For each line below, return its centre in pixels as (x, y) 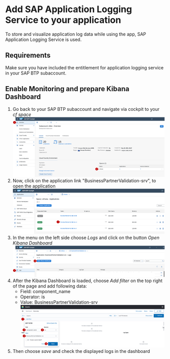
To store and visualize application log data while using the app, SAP (76, 34)
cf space (22, 114)
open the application (34, 186)
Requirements (28, 55)
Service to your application (63, 20)
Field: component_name (45, 291)
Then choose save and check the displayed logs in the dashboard (81, 351)
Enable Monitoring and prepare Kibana (67, 89)
